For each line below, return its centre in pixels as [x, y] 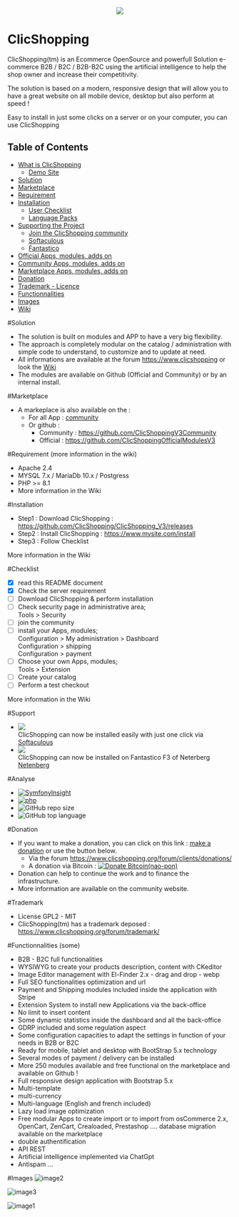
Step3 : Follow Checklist [53, 541]
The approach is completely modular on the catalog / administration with [124, 344]
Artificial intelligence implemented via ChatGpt [86, 1157]
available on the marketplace [60, 1134]
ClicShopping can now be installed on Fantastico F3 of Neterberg [114, 757]
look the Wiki [37, 367]
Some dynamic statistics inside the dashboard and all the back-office [119, 1020]
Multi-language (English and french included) [84, 1103]
